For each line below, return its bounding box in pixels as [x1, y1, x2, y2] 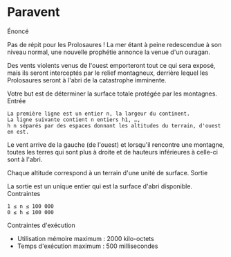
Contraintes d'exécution [7, 221, 76, 229]
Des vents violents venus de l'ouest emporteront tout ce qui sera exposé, [7, 61, 216, 69]
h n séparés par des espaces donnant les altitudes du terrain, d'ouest [7, 122, 221, 129]
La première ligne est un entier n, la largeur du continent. [7, 110, 190, 117]
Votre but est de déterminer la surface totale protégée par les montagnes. [7, 89, 218, 98]
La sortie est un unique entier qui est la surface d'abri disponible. [7, 181, 192, 190]
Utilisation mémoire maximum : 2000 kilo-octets [17, 234, 154, 242]
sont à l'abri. [7, 155, 43, 163]
